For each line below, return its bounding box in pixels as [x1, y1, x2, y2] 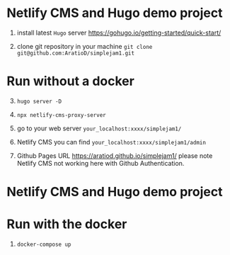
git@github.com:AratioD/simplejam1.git [16, 50, 135, 57]
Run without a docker [6, 73, 135, 89]
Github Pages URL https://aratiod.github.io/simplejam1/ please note [16, 151, 213, 160]
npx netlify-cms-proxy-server [16, 111, 107, 118]
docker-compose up [16, 241, 71, 248]
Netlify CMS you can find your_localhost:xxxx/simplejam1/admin [16, 137, 207, 146]
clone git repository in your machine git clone [16, 42, 153, 50]
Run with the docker [6, 216, 127, 232]
